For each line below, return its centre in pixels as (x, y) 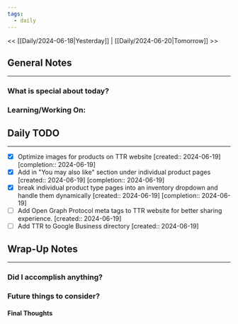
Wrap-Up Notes (42, 249)
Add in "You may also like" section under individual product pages (114, 172)
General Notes (40, 63)
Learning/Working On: (47, 110)
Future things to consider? (54, 296)
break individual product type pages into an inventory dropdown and (118, 187)
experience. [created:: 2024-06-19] (69, 219)
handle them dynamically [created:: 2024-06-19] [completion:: (109, 196)
